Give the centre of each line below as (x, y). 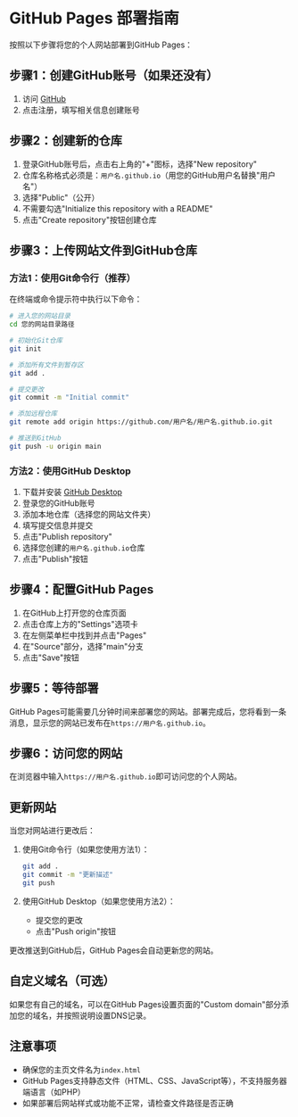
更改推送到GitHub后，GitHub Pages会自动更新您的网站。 (114, 950)
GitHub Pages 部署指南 (95, 18)
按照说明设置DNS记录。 (108, 1015)
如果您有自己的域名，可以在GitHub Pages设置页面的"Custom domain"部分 (145, 1004)
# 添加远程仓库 (33, 414)
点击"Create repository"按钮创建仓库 (89, 219)
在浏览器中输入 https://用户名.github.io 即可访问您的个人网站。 (126, 776)
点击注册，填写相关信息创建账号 (81, 110)
